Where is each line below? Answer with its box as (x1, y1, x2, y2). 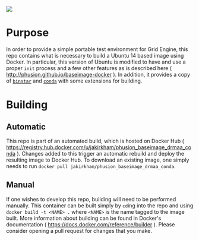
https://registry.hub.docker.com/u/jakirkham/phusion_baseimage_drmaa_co (6, 143, 192, 151)
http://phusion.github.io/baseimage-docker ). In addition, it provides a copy (6, 71, 191, 78)
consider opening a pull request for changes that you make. (6, 227, 153, 234)
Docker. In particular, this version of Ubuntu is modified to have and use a (6, 58, 186, 65)
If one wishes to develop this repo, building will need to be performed (6, 195, 176, 203)
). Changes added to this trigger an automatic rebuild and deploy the (17, 150, 185, 157)
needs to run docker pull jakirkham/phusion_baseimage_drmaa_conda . (6, 162, 176, 169)
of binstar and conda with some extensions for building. (6, 77, 143, 84)
